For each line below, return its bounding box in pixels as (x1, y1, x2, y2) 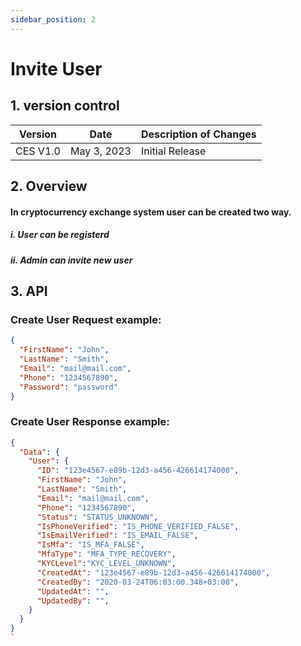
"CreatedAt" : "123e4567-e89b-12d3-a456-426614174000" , (36, 567, 271, 578)
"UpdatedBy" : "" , (36, 596, 110, 606)
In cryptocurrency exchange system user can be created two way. (10, 206, 292, 218)
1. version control (10, 97, 120, 115)
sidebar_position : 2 (10, 14, 97, 25)
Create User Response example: (10, 415, 170, 429)
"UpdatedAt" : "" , (36, 586, 110, 596)
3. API (10, 282, 48, 300)
